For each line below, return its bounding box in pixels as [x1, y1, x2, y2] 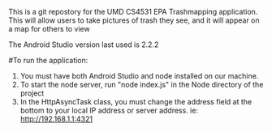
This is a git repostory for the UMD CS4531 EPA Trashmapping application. [8, 7, 258, 16]
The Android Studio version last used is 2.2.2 [8, 40, 159, 49]
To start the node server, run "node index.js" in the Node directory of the [19, 80, 264, 89]
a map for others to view [8, 24, 91, 33]
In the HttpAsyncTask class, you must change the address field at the [19, 97, 253, 106]
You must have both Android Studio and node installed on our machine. [19, 71, 259, 80]
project [19, 88, 45, 98]
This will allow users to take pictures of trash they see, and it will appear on [8, 15, 260, 25]
